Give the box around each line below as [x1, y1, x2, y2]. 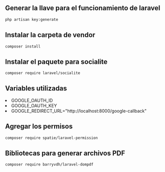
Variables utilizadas [5, 84, 67, 93]
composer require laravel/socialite [5, 71, 80, 76]
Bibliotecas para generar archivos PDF [5, 149, 126, 157]
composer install [5, 44, 41, 49]
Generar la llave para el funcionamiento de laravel [5, 4, 161, 12]
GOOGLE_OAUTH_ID [11, 97, 53, 103]
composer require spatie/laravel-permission [5, 135, 98, 140]
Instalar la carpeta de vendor [5, 31, 96, 39]
